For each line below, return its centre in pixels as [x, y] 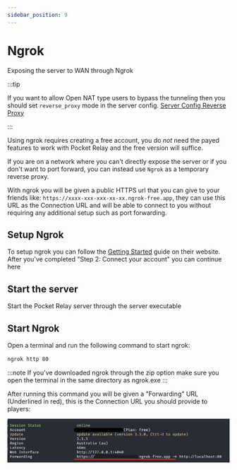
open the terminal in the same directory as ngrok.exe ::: [87, 380]
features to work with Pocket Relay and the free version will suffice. [105, 148]
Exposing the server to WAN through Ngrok [71, 70]
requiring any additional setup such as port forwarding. [87, 213]
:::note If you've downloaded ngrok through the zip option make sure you [113, 372]
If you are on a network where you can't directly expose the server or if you [117, 161]
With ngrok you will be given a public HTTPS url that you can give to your [114, 190]
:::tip [14, 84]
